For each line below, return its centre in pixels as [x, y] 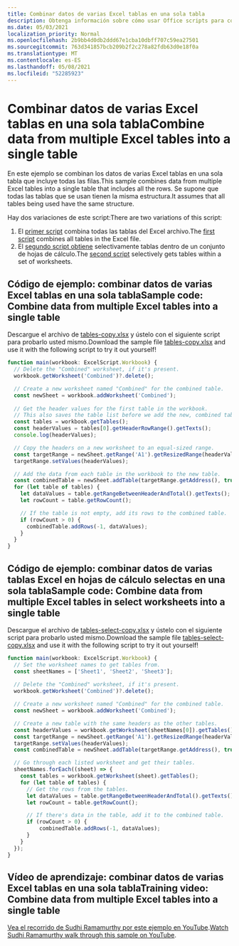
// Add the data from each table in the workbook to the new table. [117, 474]
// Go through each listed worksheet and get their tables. [105, 763]
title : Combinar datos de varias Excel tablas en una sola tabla [106, 14]
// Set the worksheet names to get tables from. [87, 665]
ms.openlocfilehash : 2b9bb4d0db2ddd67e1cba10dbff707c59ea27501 [103, 41]
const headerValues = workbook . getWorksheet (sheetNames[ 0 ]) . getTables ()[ [125, 730]
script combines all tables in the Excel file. [79, 239]
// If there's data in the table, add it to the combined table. [125, 815]
